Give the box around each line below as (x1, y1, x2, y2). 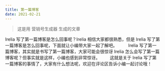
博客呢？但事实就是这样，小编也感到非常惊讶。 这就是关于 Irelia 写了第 (5, 54, 157, 60)
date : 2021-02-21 (5, 12, 41, 17)
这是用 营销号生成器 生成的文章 (17, 25, 80, 32)
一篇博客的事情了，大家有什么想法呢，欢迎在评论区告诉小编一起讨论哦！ (5, 61, 152, 67)
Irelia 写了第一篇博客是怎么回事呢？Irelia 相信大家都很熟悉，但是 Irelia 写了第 (5, 36, 160, 42)
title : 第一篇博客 (5, 7, 39, 12)
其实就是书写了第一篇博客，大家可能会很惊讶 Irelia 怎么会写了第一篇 (22, 48, 160, 54)
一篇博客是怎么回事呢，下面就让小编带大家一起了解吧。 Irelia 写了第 (5, 42, 153, 48)
